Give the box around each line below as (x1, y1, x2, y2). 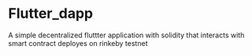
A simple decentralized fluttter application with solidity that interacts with (8, 30, 245, 40)
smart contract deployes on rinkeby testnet (8, 38, 148, 47)
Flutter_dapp (8, 5, 94, 23)
